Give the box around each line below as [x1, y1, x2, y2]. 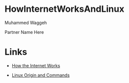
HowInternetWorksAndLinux [4, 3, 125, 15]
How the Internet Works [11, 62, 60, 68]
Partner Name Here [4, 29, 44, 35]
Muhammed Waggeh [4, 20, 47, 26]
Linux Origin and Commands [11, 72, 70, 78]
